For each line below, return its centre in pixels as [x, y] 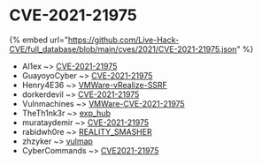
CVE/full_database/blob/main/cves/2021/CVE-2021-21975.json [123, 48]
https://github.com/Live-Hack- [123, 40]
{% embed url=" [39, 40]
